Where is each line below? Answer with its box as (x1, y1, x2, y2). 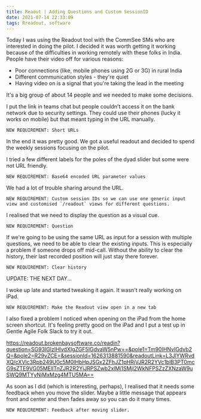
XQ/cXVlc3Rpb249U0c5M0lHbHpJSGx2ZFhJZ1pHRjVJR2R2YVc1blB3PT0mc (6, 358, 195, 366)
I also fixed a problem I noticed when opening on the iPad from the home (6, 315, 186, 322)
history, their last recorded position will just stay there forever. (6, 253, 159, 260)
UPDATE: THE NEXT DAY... (6, 275, 72, 282)
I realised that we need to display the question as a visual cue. (6, 212, 160, 219)
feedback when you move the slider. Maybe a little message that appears (6, 389, 187, 396)
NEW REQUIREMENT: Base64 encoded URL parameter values (6, 174, 146, 180)
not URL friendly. (6, 162, 48, 170)
